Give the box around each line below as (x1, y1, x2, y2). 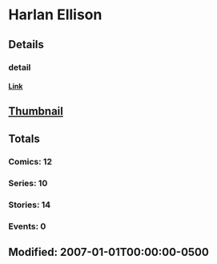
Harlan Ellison (8, 6, 102, 24)
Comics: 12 (8, 156, 52, 167)
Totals (8, 132, 40, 145)
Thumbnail (8, 104, 64, 118)
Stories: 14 (8, 199, 51, 210)
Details (8, 38, 44, 51)
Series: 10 (8, 177, 48, 189)
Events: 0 (8, 221, 46, 232)
